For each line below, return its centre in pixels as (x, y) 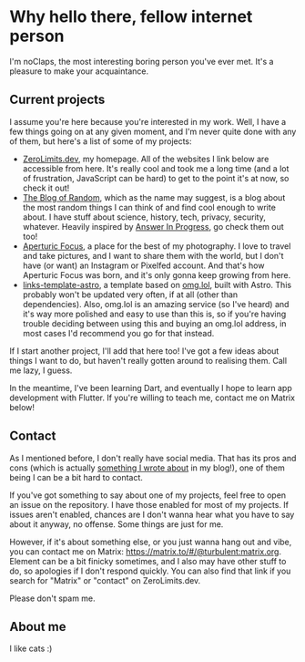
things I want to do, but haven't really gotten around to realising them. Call (148, 360)
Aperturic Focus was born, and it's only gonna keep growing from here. (157, 274)
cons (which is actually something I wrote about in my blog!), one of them (147, 468)
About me (38, 626)
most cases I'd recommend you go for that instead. (118, 333)
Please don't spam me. (52, 598)
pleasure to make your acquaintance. (79, 71)
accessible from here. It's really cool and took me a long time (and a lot (156, 168)
